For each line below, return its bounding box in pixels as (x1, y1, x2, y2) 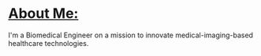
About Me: (8, 5, 79, 23)
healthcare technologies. (8, 38, 89, 47)
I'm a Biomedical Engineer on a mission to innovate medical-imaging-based (8, 30, 254, 40)
